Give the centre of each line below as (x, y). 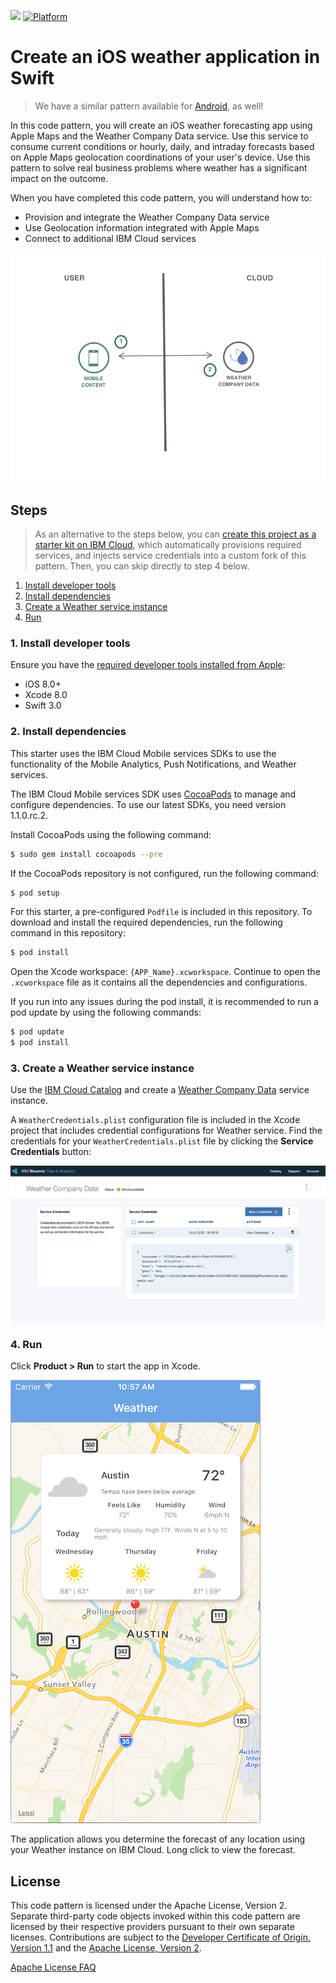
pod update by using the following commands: (106, 1012)
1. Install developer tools (70, 643)
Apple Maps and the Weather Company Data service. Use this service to (159, 136)
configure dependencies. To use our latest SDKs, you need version (148, 804)
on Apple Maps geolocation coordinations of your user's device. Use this (160, 157)
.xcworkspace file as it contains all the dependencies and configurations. (159, 982)
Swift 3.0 (43, 706)
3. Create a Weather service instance (102, 1068)
